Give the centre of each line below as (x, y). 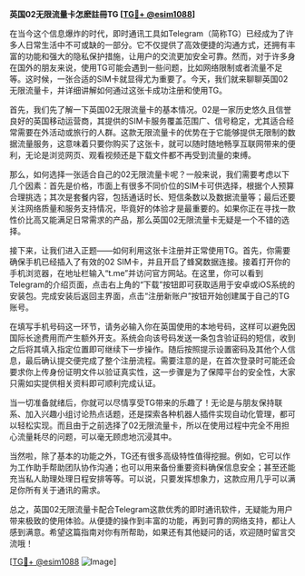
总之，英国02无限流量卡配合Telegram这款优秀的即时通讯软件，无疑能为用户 (151, 509)
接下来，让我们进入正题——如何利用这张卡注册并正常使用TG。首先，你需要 (150, 250)
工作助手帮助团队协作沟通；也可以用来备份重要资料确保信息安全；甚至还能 (156, 467)
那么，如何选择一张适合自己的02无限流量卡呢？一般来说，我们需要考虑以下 (150, 174)
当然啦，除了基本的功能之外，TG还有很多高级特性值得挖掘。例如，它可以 (146, 456)
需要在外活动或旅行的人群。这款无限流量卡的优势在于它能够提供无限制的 (152, 132)
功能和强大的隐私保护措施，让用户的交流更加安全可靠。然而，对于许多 (156, 56)
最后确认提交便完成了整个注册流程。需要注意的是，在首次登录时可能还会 (160, 361)
